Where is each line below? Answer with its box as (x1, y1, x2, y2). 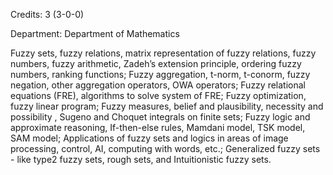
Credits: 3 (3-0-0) (10, 9, 85, 20)
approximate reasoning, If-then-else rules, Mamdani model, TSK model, (10, 122, 306, 133)
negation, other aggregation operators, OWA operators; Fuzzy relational (10, 79, 307, 91)
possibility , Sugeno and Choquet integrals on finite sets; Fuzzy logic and (10, 111, 311, 123)
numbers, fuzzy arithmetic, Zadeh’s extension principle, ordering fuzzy (10, 58, 302, 69)
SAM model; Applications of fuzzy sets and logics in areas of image (10, 132, 289, 144)
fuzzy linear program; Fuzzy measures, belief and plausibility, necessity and (10, 100, 324, 112)
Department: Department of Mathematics (10, 28, 180, 39)
